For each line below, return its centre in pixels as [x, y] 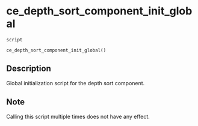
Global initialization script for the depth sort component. [76, 83]
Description [29, 69]
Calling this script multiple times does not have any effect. [78, 116]
